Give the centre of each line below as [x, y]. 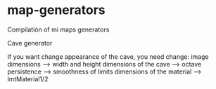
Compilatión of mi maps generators [58, 29]
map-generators [56, 10]
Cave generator [30, 43]
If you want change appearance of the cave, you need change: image [108, 56]
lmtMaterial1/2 [28, 78]
